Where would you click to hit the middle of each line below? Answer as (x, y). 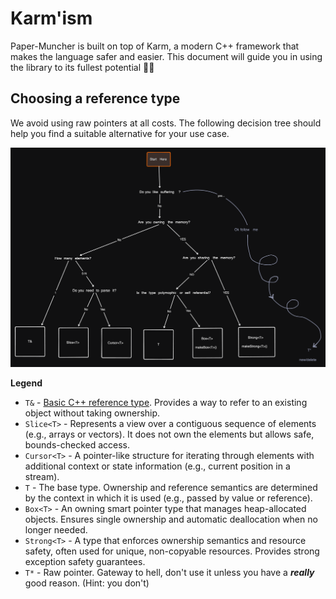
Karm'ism (51, 18)
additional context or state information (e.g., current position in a (157, 466)
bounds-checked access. (77, 444)
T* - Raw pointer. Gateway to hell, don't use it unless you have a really (169, 572)
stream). (42, 476)
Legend (26, 383)
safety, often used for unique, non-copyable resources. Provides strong (172, 551)
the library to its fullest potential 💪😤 (82, 67)
